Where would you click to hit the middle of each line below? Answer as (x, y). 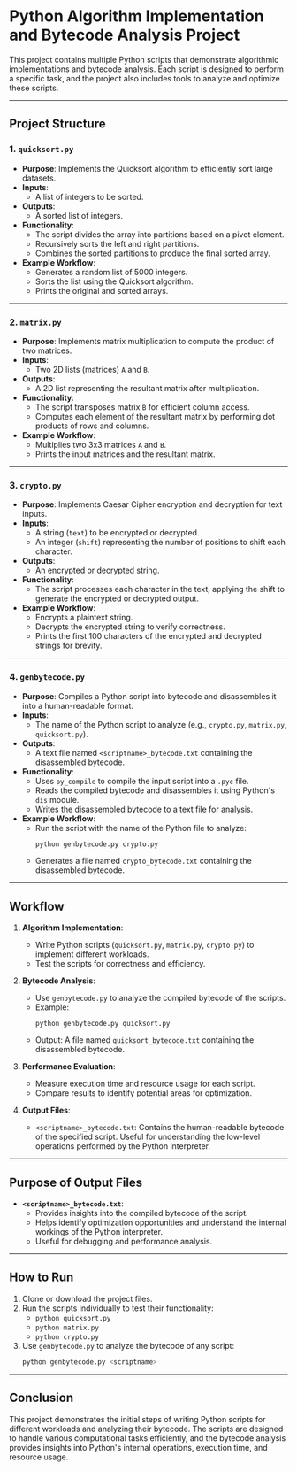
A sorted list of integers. (79, 215)
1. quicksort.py (42, 150)
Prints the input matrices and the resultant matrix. (125, 454)
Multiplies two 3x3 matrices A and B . (101, 444)
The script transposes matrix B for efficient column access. (142, 407)
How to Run (42, 1278)
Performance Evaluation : (69, 1067)
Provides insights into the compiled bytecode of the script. (142, 1213)
